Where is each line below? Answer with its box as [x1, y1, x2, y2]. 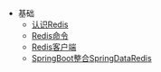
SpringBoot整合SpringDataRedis [31, 53, 152, 63]
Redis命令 [31, 31, 69, 40]
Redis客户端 [31, 41, 77, 52]
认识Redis [31, 19, 69, 30]
